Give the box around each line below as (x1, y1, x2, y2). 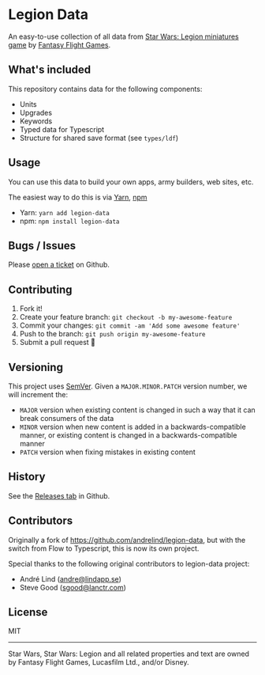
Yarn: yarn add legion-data (19, 207, 110, 217)
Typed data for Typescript (19, 124, 105, 134)
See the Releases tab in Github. (8, 491, 110, 500)
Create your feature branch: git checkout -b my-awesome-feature (19, 313, 233, 322)
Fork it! (19, 304, 43, 313)
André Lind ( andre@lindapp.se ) (19, 574, 122, 583)
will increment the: (8, 390, 69, 399)
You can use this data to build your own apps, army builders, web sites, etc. (8, 176, 254, 187)
